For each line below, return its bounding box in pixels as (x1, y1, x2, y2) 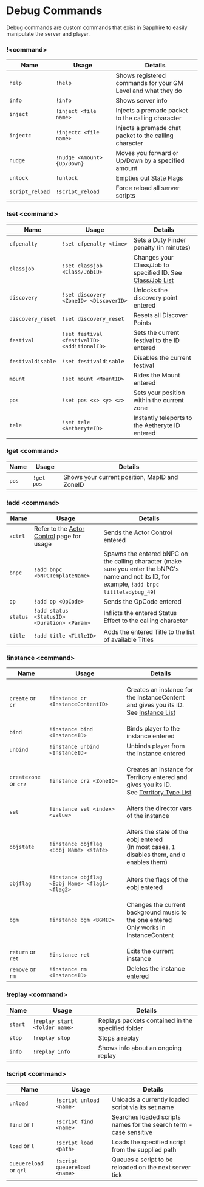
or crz (9, 780, 27, 788)
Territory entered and (126, 773, 188, 782)
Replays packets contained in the (98, 1016, 193, 1025)
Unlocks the (133, 286, 168, 294)
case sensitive (111, 1128, 153, 1137)
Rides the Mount (133, 371, 180, 379)
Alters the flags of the (126, 876, 188, 884)
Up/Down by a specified (115, 156, 185, 165)
